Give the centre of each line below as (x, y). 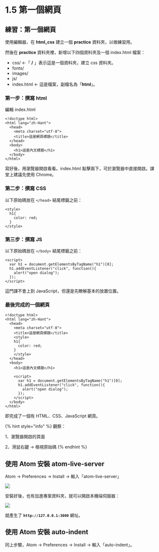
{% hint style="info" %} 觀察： (36, 427)
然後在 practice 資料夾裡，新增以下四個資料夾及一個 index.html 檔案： (75, 52)
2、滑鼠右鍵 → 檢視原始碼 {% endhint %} (46, 447)
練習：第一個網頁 (31, 29)
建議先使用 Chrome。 (35, 175)
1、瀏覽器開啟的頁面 (25, 437)
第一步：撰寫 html (26, 98)
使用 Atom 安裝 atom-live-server (55, 464)
